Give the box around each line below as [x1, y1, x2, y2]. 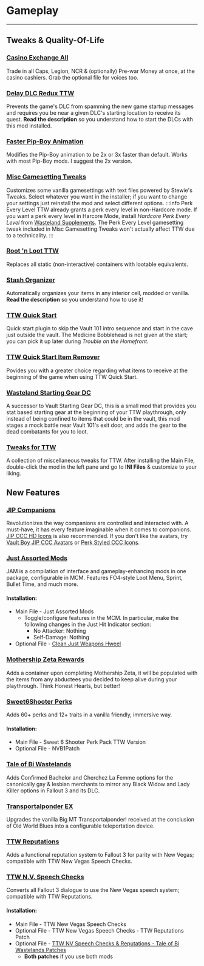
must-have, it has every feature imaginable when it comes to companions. [6, 526, 192, 533]
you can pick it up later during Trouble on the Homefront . [6, 338, 149, 345]
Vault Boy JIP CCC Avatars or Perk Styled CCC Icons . [6, 539, 140, 546]
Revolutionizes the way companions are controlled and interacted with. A [6, 519, 189, 526]
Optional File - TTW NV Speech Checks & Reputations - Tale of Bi [15, 939, 180, 947]
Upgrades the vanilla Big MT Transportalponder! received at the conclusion [6, 815, 195, 823]
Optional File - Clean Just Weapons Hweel [15, 640, 121, 647]
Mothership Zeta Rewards [6, 655, 85, 664]
